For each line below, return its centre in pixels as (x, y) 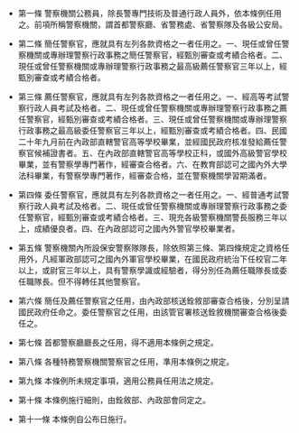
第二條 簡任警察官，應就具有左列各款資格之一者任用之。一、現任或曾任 (149, 44)
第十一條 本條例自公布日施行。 (75, 419)
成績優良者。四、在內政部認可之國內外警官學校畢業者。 (137, 229)
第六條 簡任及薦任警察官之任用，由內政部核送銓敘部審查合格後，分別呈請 (154, 301)
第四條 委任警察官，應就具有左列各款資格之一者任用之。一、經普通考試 (149, 195)
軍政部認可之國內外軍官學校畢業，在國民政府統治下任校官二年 (172, 259)
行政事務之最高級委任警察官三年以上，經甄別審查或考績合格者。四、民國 (152, 130)
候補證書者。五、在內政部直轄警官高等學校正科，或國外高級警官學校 (160, 153)
